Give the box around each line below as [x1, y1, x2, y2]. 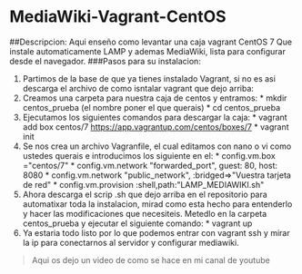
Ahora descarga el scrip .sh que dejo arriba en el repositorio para [22, 189, 268, 200]
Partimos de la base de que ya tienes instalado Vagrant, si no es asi [22, 73, 276, 83]
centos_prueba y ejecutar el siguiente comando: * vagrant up [22, 218, 253, 229]
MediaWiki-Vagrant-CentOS [9, 6, 226, 27]
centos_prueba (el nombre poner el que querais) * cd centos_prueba [22, 102, 281, 113]
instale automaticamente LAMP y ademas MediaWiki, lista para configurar [9, 45, 287, 56]
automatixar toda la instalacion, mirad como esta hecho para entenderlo [22, 198, 293, 210]
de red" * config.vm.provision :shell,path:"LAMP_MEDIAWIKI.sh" [22, 179, 265, 190]
